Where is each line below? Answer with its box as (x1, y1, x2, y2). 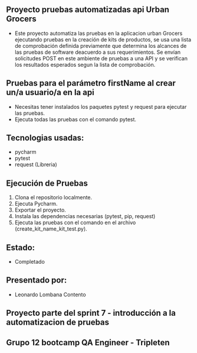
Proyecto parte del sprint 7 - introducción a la (6, 308, 176, 318)
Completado (14, 258, 45, 265)
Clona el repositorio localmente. (14, 194, 93, 201)
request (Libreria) (14, 161, 57, 168)
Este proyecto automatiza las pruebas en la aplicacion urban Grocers (14, 30, 183, 37)
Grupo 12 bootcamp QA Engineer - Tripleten (6, 337, 170, 348)
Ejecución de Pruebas (6, 178, 88, 188)
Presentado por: (6, 275, 67, 286)
